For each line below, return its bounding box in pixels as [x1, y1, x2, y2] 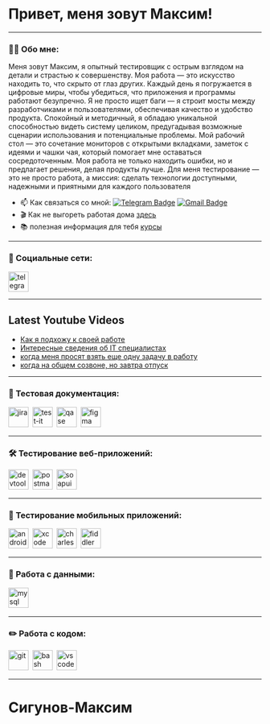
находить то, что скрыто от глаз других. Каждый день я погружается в [8, 79, 252, 89]
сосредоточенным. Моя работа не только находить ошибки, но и [8, 156, 233, 166]
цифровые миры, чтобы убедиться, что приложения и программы [8, 88, 235, 97]
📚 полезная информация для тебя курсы [19, 222, 162, 232]
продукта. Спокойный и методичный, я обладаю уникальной [8, 114, 218, 123]
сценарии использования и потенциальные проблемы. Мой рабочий [8, 130, 245, 140]
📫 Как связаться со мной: [19, 198, 112, 208]
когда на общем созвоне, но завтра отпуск [19, 360, 169, 370]
